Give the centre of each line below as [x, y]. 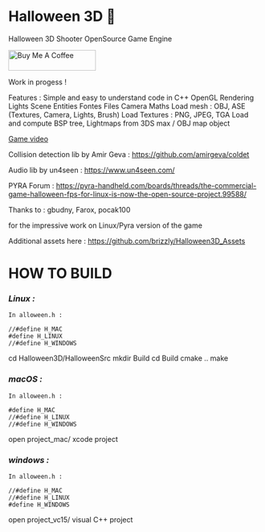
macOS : [25, 379]
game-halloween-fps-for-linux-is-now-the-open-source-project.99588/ [128, 194]
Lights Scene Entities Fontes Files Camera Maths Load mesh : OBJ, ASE [127, 106]
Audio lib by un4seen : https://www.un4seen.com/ [92, 170]
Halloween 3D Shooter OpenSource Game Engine [90, 39]
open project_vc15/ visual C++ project [71, 520]
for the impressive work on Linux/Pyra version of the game [106, 225]
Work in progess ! [37, 82]
